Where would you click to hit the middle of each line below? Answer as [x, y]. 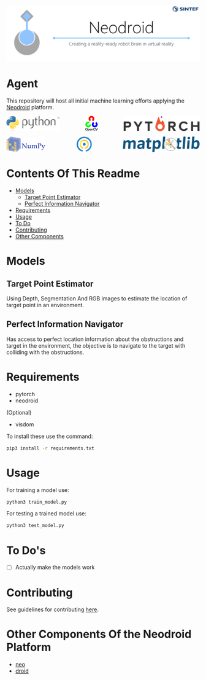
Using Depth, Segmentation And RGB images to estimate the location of [97, 299]
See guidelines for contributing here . [53, 609]
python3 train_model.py [37, 502]
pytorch [25, 394]
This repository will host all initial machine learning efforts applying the [96, 101]
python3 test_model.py [35, 526]
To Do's [26, 550]
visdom [25, 424]
